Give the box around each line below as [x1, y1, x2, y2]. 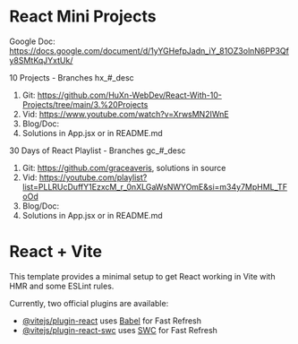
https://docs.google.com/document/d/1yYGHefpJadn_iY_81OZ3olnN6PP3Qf [9, 45, 289, 56]
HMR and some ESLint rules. [9, 280, 115, 291]
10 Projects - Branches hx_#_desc [9, 72, 134, 82]
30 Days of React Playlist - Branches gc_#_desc [9, 145, 186, 156]
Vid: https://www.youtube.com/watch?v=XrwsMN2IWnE [21, 108, 230, 119]
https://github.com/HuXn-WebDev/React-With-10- [37, 90, 222, 100]
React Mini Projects [9, 6, 157, 27]
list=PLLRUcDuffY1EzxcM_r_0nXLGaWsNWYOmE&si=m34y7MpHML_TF [21, 181, 288, 192]
